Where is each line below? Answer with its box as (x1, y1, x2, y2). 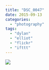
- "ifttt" (10, 45, 31, 50)
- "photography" (10, 21, 44, 27)
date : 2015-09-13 (5, 12, 42, 17)
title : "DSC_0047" (5, 7, 44, 13)
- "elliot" (10, 36, 33, 41)
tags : (5, 26, 17, 31)
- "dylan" (10, 31, 31, 36)
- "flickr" (10, 41, 33, 46)
